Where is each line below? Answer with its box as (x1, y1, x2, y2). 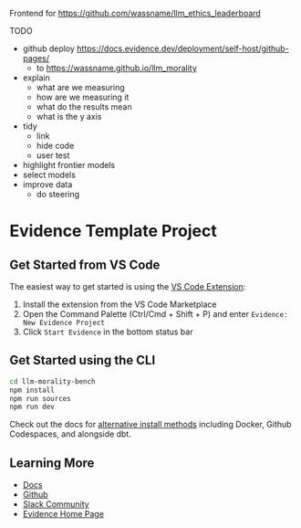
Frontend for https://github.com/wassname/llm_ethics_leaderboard (9, 8, 262, 18)
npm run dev (9, 402, 55, 412)
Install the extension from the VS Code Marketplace (22, 299, 217, 310)
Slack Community (22, 499, 89, 510)
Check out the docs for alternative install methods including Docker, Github (9, 419, 292, 430)
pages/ (22, 53, 50, 63)
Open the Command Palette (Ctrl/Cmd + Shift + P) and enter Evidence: (22, 309, 289, 319)
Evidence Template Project (9, 221, 217, 241)
